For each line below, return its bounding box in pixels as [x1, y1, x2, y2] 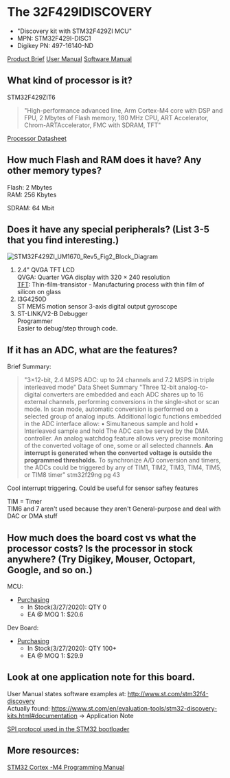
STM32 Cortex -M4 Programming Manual [7, 763, 125, 771]
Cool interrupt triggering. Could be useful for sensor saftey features [7, 484, 198, 492]
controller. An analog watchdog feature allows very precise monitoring [23, 434, 223, 443]
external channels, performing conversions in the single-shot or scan [23, 398, 220, 406]
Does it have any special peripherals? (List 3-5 [7, 223, 210, 235]
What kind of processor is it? [7, 75, 133, 87]
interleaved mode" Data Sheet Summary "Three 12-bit [23, 383, 177, 392]
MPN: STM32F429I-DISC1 [16, 34, 91, 42]
